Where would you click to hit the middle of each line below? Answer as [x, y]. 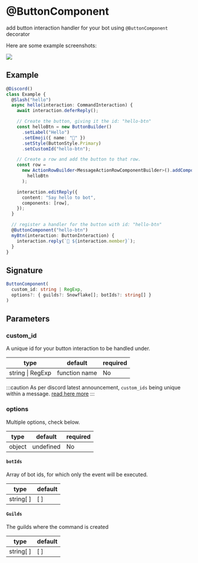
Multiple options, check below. [43, 422]
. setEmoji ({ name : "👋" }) [53, 138]
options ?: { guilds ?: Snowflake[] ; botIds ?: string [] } [81, 295]
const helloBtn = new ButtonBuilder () [64, 127]
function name [77, 373]
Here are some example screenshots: [52, 45]
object [18, 446]
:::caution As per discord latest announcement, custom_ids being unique [93, 388]
